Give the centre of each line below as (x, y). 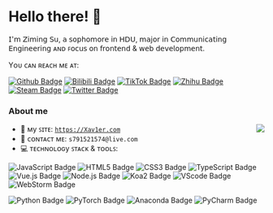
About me (28, 111)
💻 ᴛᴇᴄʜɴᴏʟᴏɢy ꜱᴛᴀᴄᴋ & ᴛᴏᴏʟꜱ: (69, 149)
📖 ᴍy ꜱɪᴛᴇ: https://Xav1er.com (70, 129)
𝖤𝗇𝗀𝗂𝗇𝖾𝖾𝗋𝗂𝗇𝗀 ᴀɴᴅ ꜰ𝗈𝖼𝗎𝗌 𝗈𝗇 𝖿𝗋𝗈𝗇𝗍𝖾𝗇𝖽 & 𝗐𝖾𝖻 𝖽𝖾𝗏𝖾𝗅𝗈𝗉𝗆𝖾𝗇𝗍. (107, 48)
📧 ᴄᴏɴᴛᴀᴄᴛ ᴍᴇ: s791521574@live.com (79, 139)
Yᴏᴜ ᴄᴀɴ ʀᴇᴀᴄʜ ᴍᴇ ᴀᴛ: (44, 65)
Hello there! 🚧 (55, 17)
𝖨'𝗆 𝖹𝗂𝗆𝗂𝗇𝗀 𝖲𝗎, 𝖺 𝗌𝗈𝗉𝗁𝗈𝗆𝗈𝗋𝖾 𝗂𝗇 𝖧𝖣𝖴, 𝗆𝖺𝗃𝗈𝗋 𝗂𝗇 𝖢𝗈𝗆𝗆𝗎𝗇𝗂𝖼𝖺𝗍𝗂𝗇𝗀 (118, 39)
